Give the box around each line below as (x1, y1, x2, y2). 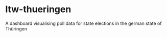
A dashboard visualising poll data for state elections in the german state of (5, 20, 162, 26)
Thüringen (5, 25, 27, 31)
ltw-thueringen (5, 4, 71, 15)
